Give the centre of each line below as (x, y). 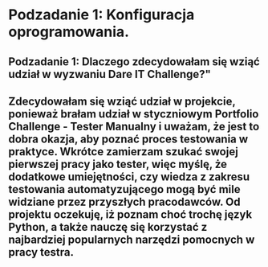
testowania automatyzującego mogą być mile (124, 189)
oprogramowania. (69, 32)
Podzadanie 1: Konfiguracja (102, 15)
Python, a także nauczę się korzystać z (108, 227)
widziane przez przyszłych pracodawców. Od (124, 201)
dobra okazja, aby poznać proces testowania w (128, 139)
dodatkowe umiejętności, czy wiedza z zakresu (129, 177)
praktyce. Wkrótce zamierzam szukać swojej (123, 152)
